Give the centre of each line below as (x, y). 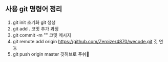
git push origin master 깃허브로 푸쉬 (51, 54)
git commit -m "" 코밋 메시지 (42, 35)
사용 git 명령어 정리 (34, 9)
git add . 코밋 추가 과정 (36, 28)
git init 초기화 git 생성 (34, 22)
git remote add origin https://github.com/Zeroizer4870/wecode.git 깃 (85, 41)
